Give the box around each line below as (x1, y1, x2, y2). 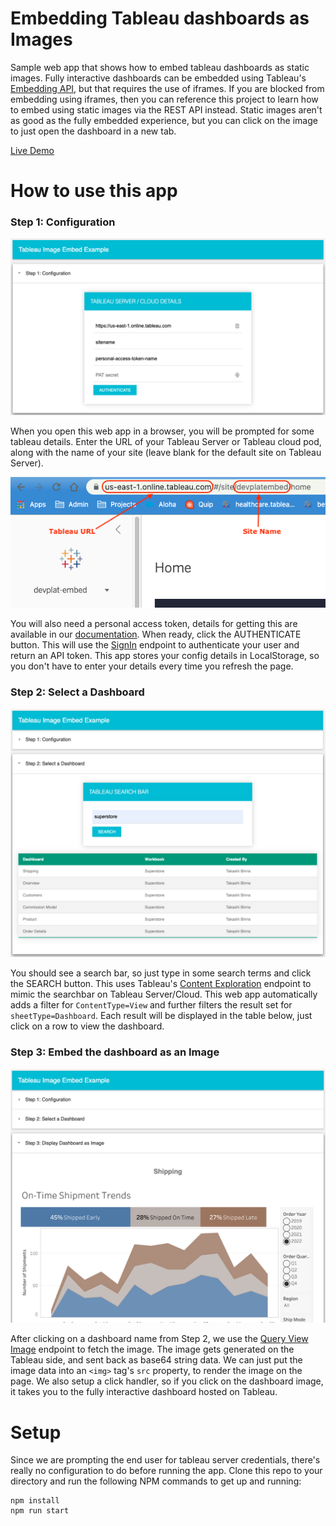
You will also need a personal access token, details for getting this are (10, 618, 298, 630)
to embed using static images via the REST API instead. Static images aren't (10, 103, 323, 116)
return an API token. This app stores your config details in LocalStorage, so (10, 650, 320, 662)
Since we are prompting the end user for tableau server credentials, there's (10, 1454, 321, 1466)
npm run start (10, 1506, 70, 1516)
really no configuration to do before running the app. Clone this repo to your (10, 1465, 323, 1477)
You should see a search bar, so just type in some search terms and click (10, 967, 312, 979)
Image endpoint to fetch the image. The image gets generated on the (10, 1343, 295, 1356)
